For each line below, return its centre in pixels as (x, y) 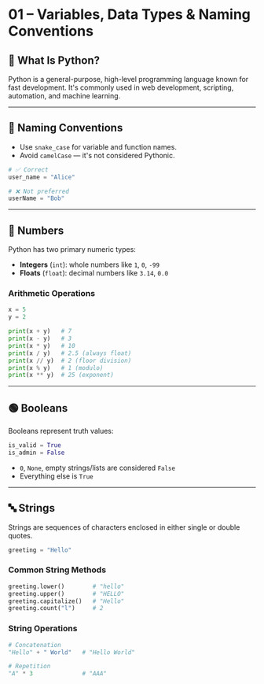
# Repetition (29, 667)
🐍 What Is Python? (54, 60)
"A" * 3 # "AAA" (58, 674)
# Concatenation (35, 645)
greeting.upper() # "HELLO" (66, 593)
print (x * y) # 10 (42, 346)
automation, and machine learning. (64, 96)
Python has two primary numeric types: (72, 250)
